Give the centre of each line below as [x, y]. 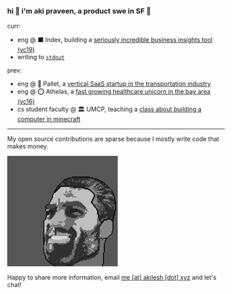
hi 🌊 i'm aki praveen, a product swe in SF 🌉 [79, 11]
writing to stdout [41, 57]
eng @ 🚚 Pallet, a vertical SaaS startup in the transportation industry [114, 84]
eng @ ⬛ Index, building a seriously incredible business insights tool [115, 40]
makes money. [28, 146]
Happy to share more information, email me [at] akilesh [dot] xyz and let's [112, 277]
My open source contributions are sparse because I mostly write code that [113, 139]
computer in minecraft [49, 119]
